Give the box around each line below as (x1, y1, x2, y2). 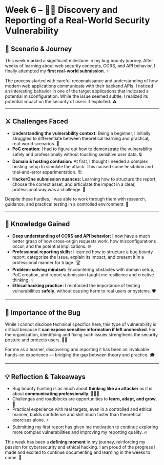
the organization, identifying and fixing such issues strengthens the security (5, 332, 158, 338)
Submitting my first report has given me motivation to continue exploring (12, 424, 158, 430)
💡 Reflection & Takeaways (5, 373, 86, 381)
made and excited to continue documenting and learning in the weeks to (5, 449, 150, 455)
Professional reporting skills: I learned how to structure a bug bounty (12, 249, 153, 255)
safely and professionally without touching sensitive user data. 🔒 (12, 151, 142, 157)
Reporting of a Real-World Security (5, 15, 150, 26)
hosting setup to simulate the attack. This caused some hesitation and (12, 163, 153, 169)
